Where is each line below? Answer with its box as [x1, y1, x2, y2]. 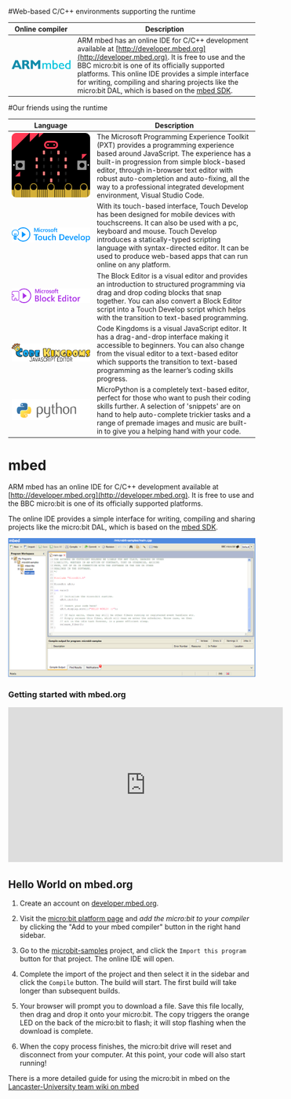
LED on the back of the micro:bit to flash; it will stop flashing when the [19, 1018, 246, 1027]
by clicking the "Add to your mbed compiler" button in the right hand [19, 922, 241, 931]
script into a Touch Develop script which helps [96, 304, 246, 314]
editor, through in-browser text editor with [96, 165, 234, 175]
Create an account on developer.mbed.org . [19, 898, 159, 908]
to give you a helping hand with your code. [104, 426, 242, 436]
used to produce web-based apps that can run [96, 252, 249, 261]
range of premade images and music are [96, 419, 227, 427]
